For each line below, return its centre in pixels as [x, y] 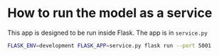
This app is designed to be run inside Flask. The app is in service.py [107, 33]
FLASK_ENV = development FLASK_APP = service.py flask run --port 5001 [109, 45]
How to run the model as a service [110, 13]
